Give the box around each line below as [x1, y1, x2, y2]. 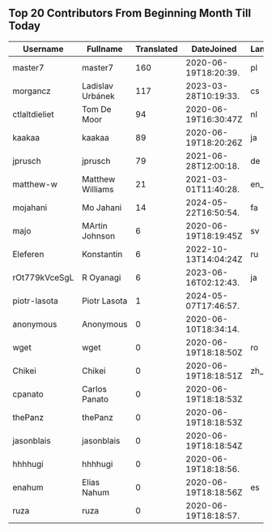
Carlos [82, 383, 108, 394]
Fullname [86, 43, 123, 54]
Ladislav [82, 80, 113, 92]
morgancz [12, 85, 51, 97]
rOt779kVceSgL [12, 272, 74, 283]
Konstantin [82, 248, 123, 260]
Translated [135, 43, 178, 54]
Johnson [82, 230, 116, 242]
